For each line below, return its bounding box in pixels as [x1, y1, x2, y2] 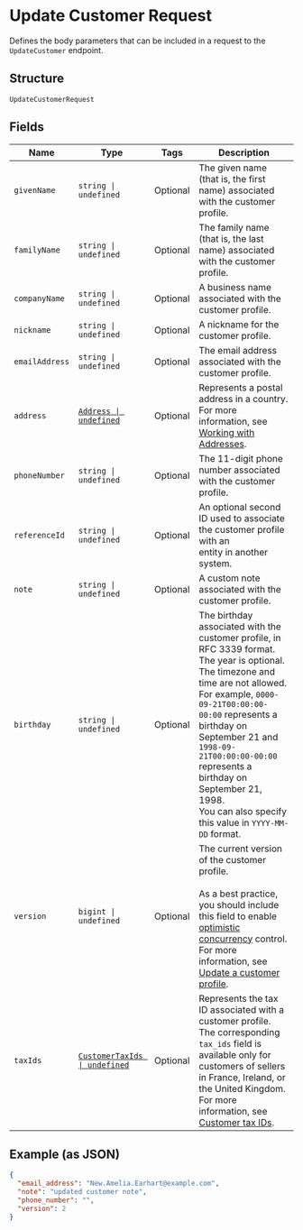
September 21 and [197, 730, 279, 743]
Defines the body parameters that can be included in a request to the [9, 35, 266, 46]
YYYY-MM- [251, 818, 289, 828]
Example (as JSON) [9, 1146, 120, 1161]
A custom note [197, 572, 261, 584]
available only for [197, 1048, 271, 1060]
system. [197, 556, 233, 569]
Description [217, 146, 271, 159]
